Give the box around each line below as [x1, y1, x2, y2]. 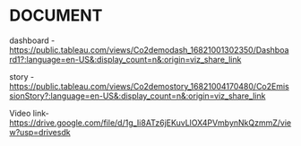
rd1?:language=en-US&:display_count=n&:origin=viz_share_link [9, 54, 242, 64]
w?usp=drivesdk [9, 126, 71, 137]
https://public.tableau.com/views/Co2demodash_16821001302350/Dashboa [9, 44, 289, 55]
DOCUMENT [9, 5, 103, 26]
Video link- [9, 107, 49, 118]
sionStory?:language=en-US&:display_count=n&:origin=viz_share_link [9, 90, 266, 101]
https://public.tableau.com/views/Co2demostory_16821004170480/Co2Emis [9, 81, 289, 91]
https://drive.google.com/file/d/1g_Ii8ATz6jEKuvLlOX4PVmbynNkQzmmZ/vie [9, 117, 292, 128]
